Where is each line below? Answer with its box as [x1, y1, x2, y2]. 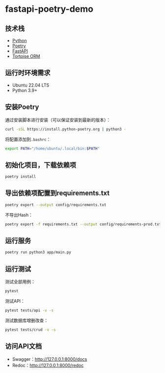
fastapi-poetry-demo [5, 3, 94, 15]
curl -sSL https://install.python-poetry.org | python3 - [5, 126, 126, 131]
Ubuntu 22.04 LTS [12, 82, 50, 88]
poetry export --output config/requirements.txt [5, 202, 107, 207]
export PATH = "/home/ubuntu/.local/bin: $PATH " [5, 146, 100, 151]
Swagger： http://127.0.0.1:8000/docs [12, 356, 87, 362]
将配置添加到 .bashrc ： [5, 136, 51, 142]
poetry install [5, 174, 36, 179]
